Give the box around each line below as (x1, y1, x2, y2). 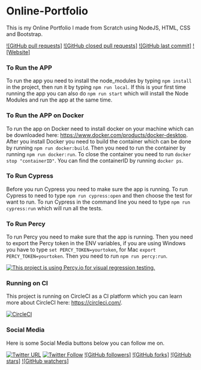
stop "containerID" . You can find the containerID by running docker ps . (6, 157, 184, 164)
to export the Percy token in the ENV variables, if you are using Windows (6, 240, 186, 247)
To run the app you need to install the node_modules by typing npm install (6, 77, 192, 85)
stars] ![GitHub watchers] (6, 357, 69, 365)
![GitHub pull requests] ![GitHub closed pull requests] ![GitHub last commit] (6, 42, 192, 49)
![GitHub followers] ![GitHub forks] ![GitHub (84, 351, 191, 358)
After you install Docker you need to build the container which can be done (6, 138, 191, 145)
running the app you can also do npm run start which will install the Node (6, 90, 189, 97)
